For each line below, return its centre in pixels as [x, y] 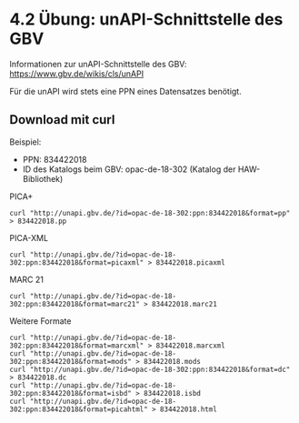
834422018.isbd [173, 393]
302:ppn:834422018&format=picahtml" [79, 409]
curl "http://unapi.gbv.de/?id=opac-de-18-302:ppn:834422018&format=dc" [150, 369]
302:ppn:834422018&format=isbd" [70, 393]
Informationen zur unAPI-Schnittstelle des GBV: [98, 64]
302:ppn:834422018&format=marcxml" [77, 346]
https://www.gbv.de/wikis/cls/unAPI [76, 74]
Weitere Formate [40, 321]
